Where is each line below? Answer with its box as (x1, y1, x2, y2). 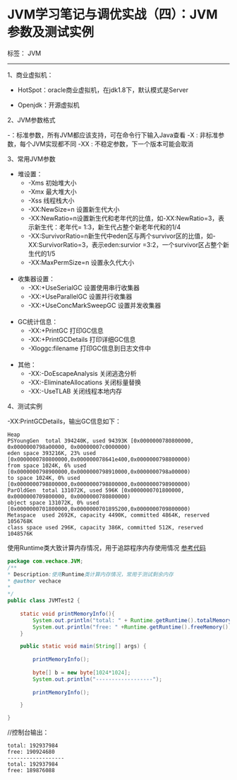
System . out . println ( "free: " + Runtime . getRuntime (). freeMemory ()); (32, 624, 235, 631)
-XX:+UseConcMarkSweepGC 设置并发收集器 (28, 301, 162, 309)
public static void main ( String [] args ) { (20, 643, 147, 650)
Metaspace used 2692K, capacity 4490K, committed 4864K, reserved (7, 511, 210, 519)
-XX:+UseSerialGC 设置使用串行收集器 (28, 283, 140, 292)
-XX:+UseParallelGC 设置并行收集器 (28, 292, 133, 301)
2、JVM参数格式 (7, 115, 56, 124)
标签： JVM (7, 49, 42, 57)
